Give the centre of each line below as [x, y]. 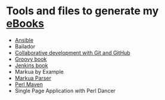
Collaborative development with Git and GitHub [72, 52]
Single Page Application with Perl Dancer [65, 90]
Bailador [25, 46]
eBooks [25, 24]
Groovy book [31, 59]
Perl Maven [29, 84]
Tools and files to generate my [82, 11]
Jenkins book [31, 65]
